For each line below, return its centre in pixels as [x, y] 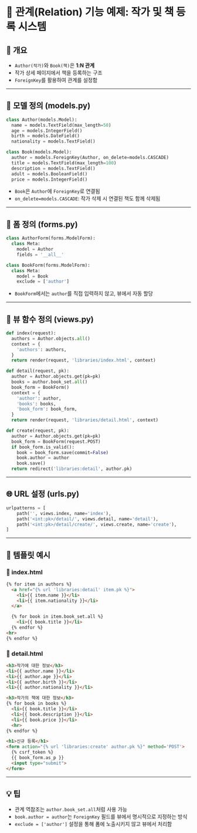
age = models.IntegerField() [47, 131]
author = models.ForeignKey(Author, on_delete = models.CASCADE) [90, 158]
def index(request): [31, 333]
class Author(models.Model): [42, 120]
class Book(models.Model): [39, 152]
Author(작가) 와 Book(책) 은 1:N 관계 [55, 65]
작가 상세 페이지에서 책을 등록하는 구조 [58, 73]
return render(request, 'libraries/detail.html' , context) [85, 420]
